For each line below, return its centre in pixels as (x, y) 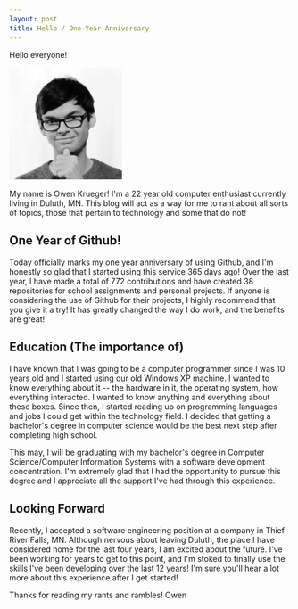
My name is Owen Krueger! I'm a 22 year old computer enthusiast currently (148, 194)
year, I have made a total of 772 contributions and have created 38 (132, 281)
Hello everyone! (38, 54)
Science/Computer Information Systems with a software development (137, 461)
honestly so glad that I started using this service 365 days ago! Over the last (149, 271)
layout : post (33, 19)
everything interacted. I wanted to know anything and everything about (140, 397)
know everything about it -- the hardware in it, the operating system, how (144, 387)
